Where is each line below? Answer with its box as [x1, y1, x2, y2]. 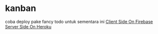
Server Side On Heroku [5, 23, 52, 29]
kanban [5, 3, 37, 14]
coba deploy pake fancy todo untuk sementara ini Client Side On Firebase [5, 19, 153, 24]
